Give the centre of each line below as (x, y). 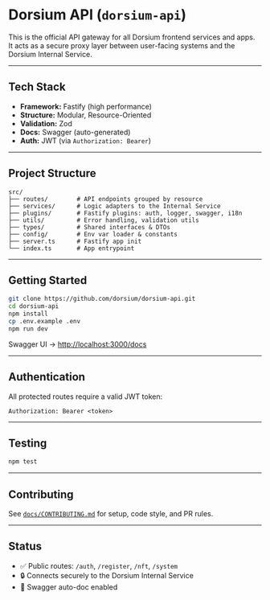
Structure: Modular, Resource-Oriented (86, 115)
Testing (28, 443)
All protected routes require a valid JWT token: (86, 397)
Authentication (47, 377)
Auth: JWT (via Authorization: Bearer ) (85, 140)
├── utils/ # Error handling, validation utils (104, 220)
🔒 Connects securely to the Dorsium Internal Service (107, 575)
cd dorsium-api (34, 306)
